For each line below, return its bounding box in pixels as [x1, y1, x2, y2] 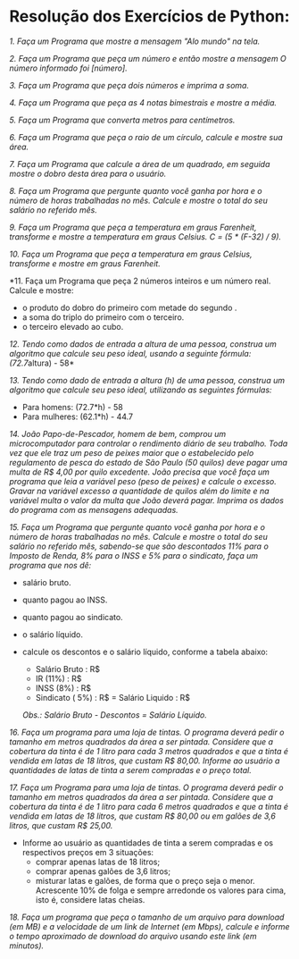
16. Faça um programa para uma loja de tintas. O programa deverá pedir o [9, 727, 285, 737]
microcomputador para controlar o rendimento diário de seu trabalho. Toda [9, 438, 288, 449]
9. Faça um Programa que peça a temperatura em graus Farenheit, [9, 222, 257, 232]
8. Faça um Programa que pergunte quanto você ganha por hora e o [9, 185, 262, 196]
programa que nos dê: [9, 559, 92, 570]
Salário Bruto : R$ [35, 663, 101, 674]
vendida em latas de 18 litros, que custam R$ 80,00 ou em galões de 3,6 [9, 811, 277, 821]
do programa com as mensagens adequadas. [9, 504, 179, 515]
